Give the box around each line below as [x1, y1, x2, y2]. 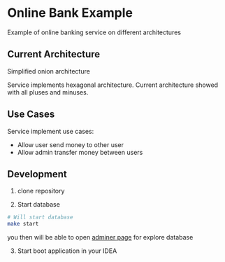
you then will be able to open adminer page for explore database [7, 233, 194, 242]
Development [7, 168, 68, 180]
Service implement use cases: [7, 127, 94, 135]
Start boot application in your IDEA [17, 247, 117, 255]
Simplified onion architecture [7, 67, 91, 75]
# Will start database [7, 214, 73, 221]
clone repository [17, 187, 65, 195]
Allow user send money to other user [17, 140, 124, 149]
